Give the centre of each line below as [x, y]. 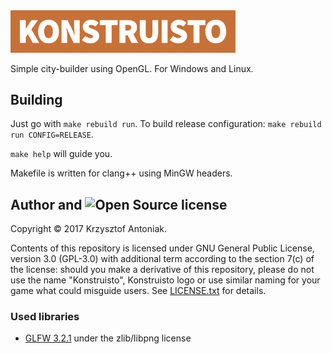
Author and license [119, 204]
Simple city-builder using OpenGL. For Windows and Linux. [132, 68]
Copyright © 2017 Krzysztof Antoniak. [88, 229]
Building [36, 99]
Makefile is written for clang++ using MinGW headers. [121, 173]
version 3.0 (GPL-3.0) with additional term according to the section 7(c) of [162, 259]
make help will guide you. [61, 154]
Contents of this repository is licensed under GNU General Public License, [162, 248]
